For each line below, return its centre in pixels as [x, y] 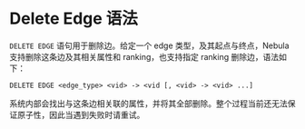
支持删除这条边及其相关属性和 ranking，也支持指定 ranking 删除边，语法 [144, 56]
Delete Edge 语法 [74, 19]
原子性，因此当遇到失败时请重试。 [81, 114]
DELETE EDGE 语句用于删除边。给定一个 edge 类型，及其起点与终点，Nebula [149, 45]
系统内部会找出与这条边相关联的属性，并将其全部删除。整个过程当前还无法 [148, 103]
